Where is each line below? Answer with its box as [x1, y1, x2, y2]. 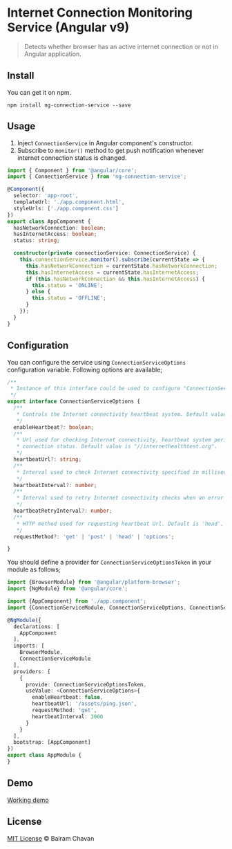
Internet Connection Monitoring [7, 5, 193, 21]
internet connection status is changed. [17, 154, 127, 162]
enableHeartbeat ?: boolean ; [13, 423, 95, 430]
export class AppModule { [7, 752, 81, 759]
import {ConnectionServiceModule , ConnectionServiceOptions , [7, 604, 187, 611]
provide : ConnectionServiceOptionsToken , [25, 681, 147, 688]
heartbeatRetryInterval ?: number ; [13, 507, 113, 514]
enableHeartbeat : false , [32, 694, 104, 701]
